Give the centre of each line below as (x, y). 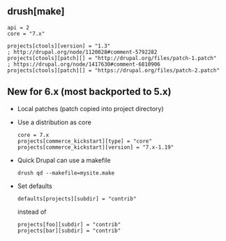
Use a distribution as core (54, 122)
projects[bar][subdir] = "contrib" (69, 231)
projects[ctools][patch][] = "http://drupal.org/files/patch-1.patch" (112, 58)
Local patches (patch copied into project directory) (90, 108)
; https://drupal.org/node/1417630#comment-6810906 (84, 64)
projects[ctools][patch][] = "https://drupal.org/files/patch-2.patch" (113, 70)
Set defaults (35, 186)
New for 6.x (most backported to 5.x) (89, 92)
